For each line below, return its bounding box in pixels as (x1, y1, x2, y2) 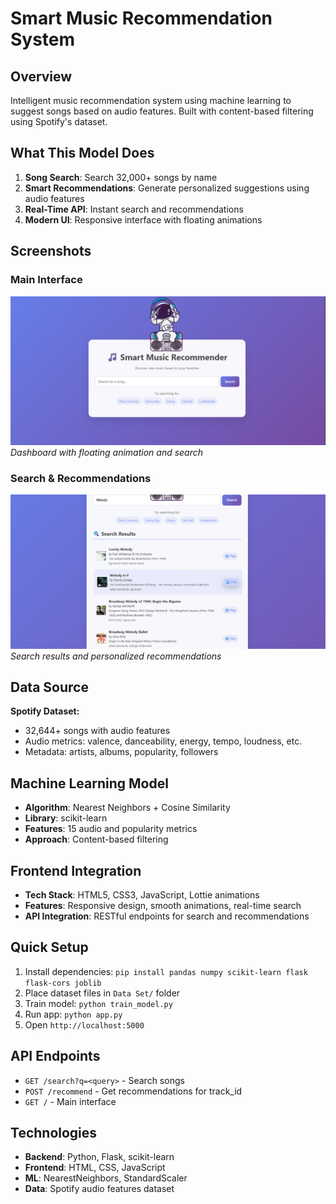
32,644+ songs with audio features (24, 725, 171, 737)
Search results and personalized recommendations (10, 650, 222, 662)
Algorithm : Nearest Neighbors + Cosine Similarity (24, 802, 231, 814)
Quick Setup (10, 939, 89, 956)
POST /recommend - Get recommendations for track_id (24, 1085, 243, 1097)
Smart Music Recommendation (10, 7, 273, 30)
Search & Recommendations (10, 471, 152, 485)
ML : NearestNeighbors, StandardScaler (24, 1172, 188, 1184)
